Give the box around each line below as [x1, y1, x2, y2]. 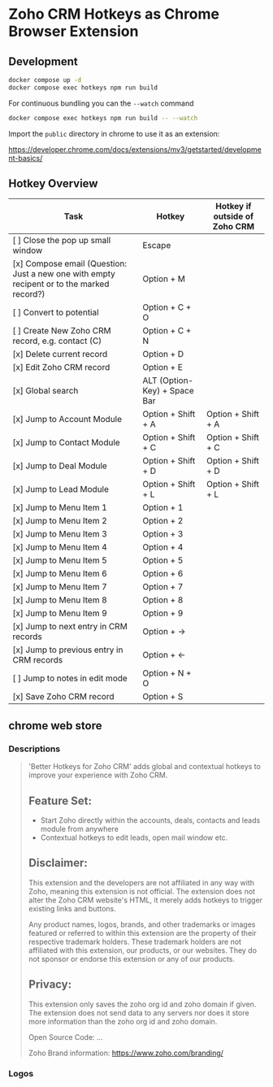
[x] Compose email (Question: [12, 258, 128, 269]
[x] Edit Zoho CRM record [12, 362, 110, 373]
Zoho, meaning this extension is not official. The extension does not [28, 886, 256, 896]
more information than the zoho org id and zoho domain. [28, 1016, 218, 1026]
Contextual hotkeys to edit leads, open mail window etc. [40, 833, 228, 842]
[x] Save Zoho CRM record [12, 691, 115, 702]
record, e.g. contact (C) [12, 335, 102, 346]
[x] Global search [12, 385, 79, 397]
